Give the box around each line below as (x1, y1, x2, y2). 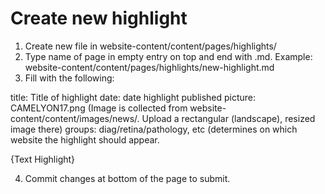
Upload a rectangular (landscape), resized (141, 112, 316, 124)
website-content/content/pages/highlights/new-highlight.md (24, 61, 275, 73)
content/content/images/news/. (10, 112, 140, 124)
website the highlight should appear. (10, 133, 160, 146)
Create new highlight (10, 7, 188, 30)
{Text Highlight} (10, 153, 76, 165)
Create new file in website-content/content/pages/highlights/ (24, 40, 277, 52)
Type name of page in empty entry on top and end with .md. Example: (24, 50, 313, 62)
